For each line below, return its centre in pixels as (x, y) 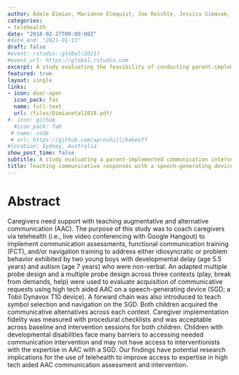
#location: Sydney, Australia (52, 147)
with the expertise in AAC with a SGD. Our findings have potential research (117, 349)
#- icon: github (31, 120)
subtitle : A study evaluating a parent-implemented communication (108, 160)
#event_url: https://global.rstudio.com (68, 60)
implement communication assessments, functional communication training (118, 243)
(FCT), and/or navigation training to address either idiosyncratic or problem (117, 251)
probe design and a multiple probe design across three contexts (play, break (119, 274)
